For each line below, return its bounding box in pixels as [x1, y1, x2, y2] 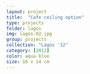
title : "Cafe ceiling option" [6, 14, 85, 20]
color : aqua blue [6, 53, 50, 59]
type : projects [6, 20, 44, 26]
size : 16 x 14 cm [6, 58, 50, 64]
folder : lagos [6, 25, 42, 32]
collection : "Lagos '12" [6, 42, 68, 48]
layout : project [6, 8, 47, 15]
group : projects [6, 36, 47, 42]
